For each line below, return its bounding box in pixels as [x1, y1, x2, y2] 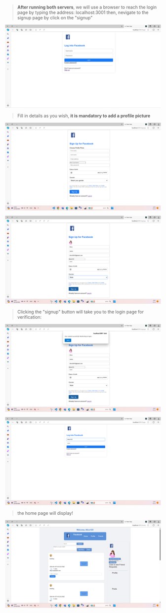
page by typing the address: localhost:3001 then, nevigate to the [17, 9, 149, 15]
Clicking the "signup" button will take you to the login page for [17, 309, 144, 315]
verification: [17, 314, 42, 320]
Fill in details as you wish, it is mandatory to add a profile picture [17, 113, 151, 119]
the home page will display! [17, 510, 73, 516]
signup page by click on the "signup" [17, 15, 93, 20]
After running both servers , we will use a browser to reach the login [17, 4, 157, 10]
